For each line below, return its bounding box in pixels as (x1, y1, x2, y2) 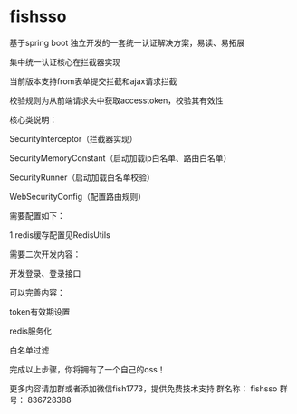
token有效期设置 (9, 306, 71, 317)
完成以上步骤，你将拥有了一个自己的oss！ (9, 363, 166, 374)
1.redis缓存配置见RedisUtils (9, 229, 110, 240)
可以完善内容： (9, 287, 65, 297)
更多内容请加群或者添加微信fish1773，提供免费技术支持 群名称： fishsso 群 (9, 382, 288, 394)
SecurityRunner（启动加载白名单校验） (9, 172, 156, 183)
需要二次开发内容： (9, 249, 81, 259)
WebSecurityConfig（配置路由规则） (9, 191, 147, 202)
